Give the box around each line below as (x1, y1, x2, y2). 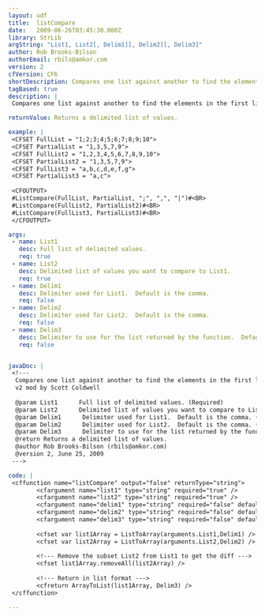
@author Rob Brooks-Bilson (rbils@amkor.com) (15, 443, 168, 451)
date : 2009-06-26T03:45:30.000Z (8, 26, 122, 34)
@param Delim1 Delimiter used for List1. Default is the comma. (15, 413, 252, 421)
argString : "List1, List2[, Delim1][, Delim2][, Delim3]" (8, 41, 203, 49)
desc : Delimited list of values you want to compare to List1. (18, 267, 231, 275)
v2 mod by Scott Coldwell (15, 384, 101, 392)
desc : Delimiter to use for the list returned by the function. (18, 333, 235, 341)
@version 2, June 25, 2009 (15, 450, 104, 458)
